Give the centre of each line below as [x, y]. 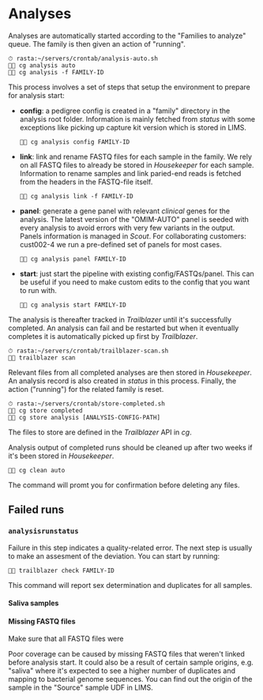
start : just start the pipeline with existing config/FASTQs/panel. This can [137, 273]
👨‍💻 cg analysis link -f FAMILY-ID [76, 196]
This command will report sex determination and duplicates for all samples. [130, 585]
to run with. [38, 290]
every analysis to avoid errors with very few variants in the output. [127, 228]
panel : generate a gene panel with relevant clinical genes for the [125, 211]
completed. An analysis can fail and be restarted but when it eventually [124, 328]
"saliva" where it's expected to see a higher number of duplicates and [122, 671]
